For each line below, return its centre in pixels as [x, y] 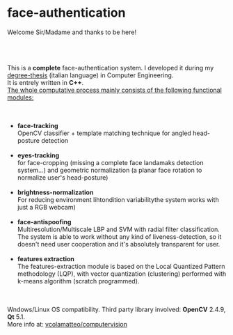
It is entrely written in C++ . [46, 82]
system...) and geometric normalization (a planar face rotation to [110, 170]
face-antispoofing [44, 221]
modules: [21, 97]
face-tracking [38, 125]
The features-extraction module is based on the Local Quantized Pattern [121, 266]
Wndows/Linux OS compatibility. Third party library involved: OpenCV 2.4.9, [116, 309]
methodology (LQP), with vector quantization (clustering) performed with [122, 274]
